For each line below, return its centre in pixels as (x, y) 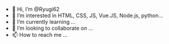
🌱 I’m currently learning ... (44, 22)
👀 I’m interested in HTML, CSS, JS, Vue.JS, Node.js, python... (87, 15)
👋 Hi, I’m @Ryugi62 (36, 9)
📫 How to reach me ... (40, 35)
